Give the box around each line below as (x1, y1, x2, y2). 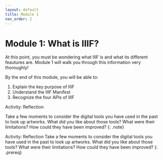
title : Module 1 (5, 12, 39, 17)
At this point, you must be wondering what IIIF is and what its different (5, 54, 148, 60)
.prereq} (5, 150, 22, 156)
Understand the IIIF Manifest (12, 89, 71, 95)
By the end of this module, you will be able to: (5, 74, 99, 80)
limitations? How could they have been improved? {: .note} (5, 124, 124, 130)
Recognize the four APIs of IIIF (12, 95, 75, 101)
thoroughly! (5, 65, 29, 71)
